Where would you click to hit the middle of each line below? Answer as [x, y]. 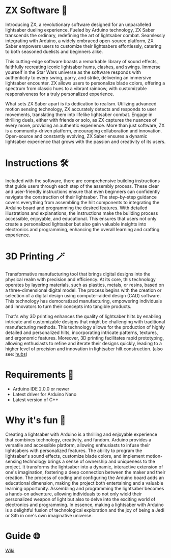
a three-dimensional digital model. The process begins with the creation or [83, 290]
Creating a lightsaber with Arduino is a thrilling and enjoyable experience [81, 434]
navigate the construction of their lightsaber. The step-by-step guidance [81, 197]
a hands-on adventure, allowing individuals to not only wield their [74, 494]
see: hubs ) [17, 354]
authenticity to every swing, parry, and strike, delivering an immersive [78, 77]
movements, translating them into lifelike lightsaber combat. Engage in [79, 115]
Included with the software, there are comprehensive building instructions [83, 181]
